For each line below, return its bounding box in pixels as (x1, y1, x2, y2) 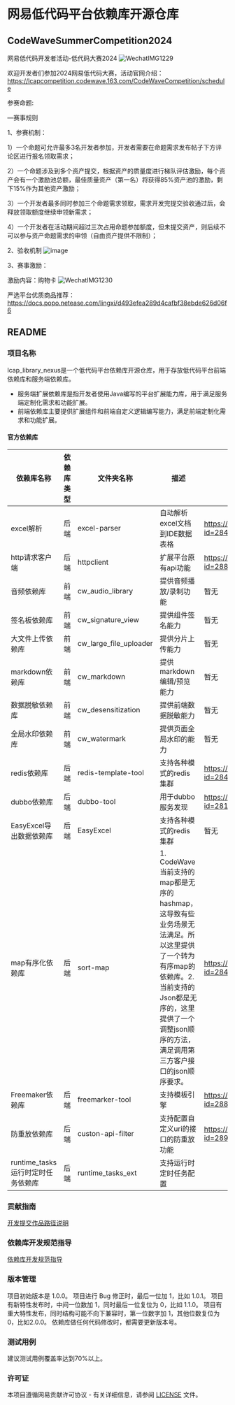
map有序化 (10, 958, 47, 967)
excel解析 (10, 524, 43, 533)
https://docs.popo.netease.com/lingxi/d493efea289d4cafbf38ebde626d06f (7, 298, 227, 307)
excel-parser (77, 523, 121, 533)
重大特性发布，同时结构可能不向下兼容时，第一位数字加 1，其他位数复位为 (7, 1309, 220, 1318)
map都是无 (159, 877, 196, 887)
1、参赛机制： (7, 129, 47, 136)
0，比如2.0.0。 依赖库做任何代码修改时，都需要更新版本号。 (7, 1318, 180, 1326)
